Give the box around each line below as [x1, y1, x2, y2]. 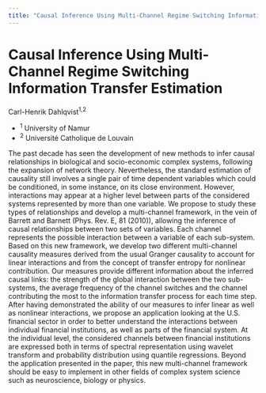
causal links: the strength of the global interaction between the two [8, 274, 227, 284]
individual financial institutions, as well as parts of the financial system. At [8, 325, 249, 334]
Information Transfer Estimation [8, 79, 223, 97]
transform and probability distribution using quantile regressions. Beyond [8, 350, 247, 360]
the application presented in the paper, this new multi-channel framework [8, 358, 248, 368]
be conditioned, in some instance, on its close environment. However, [8, 182, 235, 191]
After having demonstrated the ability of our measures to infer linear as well [8, 300, 255, 309]
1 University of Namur [19, 122, 90, 133]
